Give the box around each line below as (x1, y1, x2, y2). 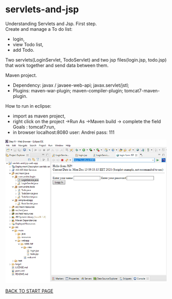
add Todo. (12, 47, 35, 53)
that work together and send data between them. (5, 62, 109, 68)
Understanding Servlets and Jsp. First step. (5, 21, 97, 27)
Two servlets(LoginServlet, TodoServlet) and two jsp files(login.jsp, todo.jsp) (5, 56, 167, 63)
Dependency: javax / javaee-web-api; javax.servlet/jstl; (12, 82, 130, 88)
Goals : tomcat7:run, (12, 124, 56, 130)
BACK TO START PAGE (5, 288, 54, 294)
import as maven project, (12, 113, 66, 119)
